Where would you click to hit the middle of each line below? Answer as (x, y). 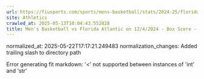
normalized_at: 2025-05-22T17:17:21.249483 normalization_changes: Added (102, 46)
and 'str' (17, 71)
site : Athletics (27, 18)
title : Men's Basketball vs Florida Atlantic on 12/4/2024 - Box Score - (102, 29)
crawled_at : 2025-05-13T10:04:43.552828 (58, 23)
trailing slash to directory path (44, 53)
